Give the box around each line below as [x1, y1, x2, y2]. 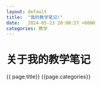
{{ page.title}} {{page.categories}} [6, 73, 91, 81]
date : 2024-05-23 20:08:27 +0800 [6, 20, 96, 26]
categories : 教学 [6, 25, 48, 32]
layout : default [6, 8, 47, 15]
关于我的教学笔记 [6, 53, 91, 66]
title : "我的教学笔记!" [6, 14, 63, 20]
